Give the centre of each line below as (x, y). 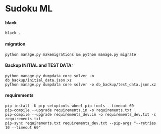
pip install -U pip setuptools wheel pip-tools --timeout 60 (70, 106)
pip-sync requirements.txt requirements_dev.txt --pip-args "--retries (80, 123)
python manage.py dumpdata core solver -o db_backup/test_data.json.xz (80, 85)
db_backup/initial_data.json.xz (38, 80)
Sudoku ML (29, 9)
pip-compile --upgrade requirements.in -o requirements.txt (69, 110)
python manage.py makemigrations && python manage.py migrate (71, 54)
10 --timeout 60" (23, 128)
